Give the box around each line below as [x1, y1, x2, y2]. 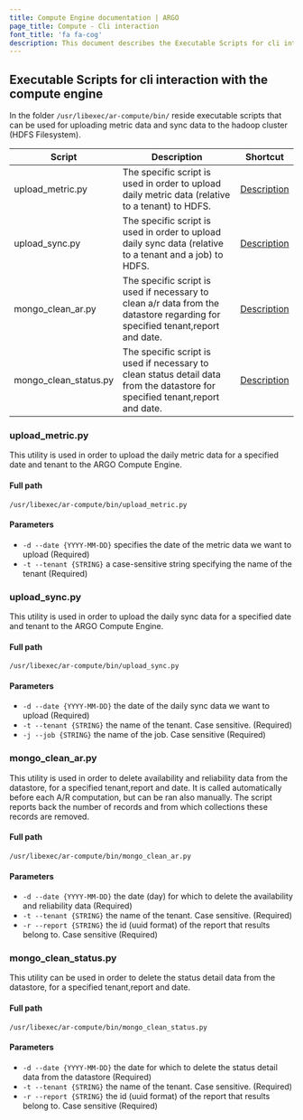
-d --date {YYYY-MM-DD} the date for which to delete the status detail [22, 1061, 278, 1072]
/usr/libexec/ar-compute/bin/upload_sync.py [9, 662, 179, 671]
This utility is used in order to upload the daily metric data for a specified [9, 449, 280, 461]
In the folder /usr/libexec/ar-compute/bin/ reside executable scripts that [9, 110, 282, 121]
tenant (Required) [22, 568, 88, 579]
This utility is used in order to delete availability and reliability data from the [9, 772, 289, 783]
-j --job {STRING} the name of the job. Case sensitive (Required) [22, 729, 266, 740]
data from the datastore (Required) [22, 1071, 151, 1082]
